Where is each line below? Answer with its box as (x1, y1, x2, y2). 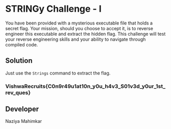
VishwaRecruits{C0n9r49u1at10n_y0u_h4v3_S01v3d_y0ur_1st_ (5, 83, 166, 90)
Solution (5, 57, 33, 65)
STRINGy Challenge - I (5, 3, 102, 15)
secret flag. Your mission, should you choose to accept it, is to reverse (5, 25, 153, 31)
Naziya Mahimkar (5, 118, 42, 124)
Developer (5, 105, 39, 114)
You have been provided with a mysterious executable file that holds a (5, 20, 153, 26)
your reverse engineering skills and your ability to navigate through (5, 36, 146, 42)
